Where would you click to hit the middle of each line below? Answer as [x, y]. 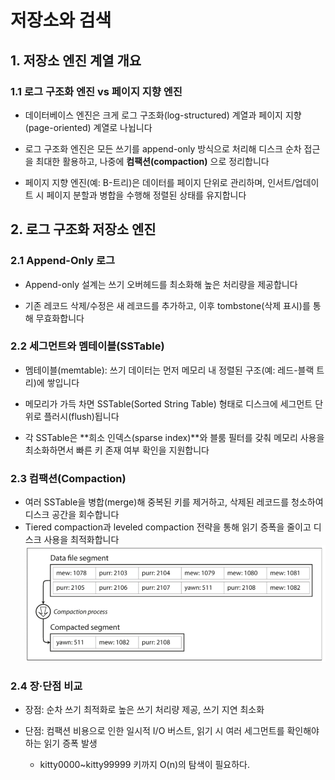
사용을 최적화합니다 [81, 540]
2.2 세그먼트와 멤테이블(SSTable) [87, 346]
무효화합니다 [60, 318]
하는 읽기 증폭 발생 [61, 743]
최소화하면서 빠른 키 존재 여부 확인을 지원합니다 [117, 450]
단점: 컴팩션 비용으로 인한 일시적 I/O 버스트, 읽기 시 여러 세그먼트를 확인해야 [172, 730]
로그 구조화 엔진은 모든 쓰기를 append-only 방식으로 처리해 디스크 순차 [163, 148]
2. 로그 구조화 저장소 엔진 [83, 229]
